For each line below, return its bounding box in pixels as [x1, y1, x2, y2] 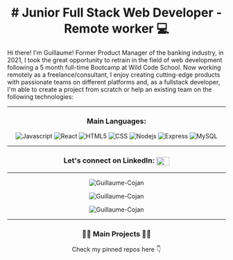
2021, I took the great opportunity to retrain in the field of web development [7, 55, 223, 64]
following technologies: [7, 92, 74, 101]
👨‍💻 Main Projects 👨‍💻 [82, 229, 151, 239]
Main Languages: [86, 116, 147, 126]
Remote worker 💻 [63, 21, 170, 37]
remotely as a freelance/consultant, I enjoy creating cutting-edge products [7, 71, 221, 79]
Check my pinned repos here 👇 [71, 245, 162, 254]
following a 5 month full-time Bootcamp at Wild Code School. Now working [7, 63, 221, 71]
